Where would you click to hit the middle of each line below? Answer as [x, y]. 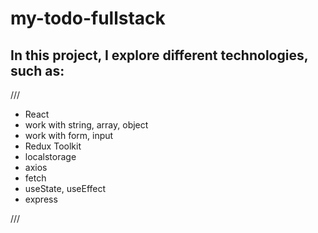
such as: [37, 70]
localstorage [50, 156]
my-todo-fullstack [88, 18]
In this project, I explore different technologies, [159, 55]
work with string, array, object [86, 125]
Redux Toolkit [53, 146]
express [41, 199]
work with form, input [69, 135]
